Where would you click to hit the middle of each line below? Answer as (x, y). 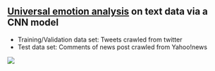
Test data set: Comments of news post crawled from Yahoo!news (112, 47)
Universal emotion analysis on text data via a (107, 12)
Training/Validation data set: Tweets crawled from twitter (100, 39)
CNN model (33, 23)
